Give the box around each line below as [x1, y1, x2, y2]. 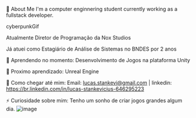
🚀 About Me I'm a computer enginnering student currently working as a [6, 6, 178, 12]
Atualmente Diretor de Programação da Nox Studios [6, 34, 131, 41]
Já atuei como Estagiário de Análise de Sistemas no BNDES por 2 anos [6, 45, 177, 52]
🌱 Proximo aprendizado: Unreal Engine [6, 68, 99, 75]
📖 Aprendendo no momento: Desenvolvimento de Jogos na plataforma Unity [6, 57, 190, 63]
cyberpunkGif [6, 23, 39, 30]
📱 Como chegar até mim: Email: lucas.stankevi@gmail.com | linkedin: [6, 79, 172, 86]
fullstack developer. [6, 12, 54, 19]
